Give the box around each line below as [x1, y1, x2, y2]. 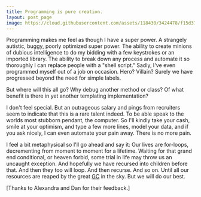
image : [6, 20, 23, 26]
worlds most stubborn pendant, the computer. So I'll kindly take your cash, [6, 117, 190, 124]
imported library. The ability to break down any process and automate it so [6, 55, 190, 63]
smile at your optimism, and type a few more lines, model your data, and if [6, 123, 189, 131]
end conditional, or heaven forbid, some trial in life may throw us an [6, 154, 172, 161]
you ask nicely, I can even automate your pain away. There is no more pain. [6, 129, 191, 137]
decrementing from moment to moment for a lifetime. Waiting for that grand [6, 147, 193, 154]
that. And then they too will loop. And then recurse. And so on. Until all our [6, 166, 190, 174]
